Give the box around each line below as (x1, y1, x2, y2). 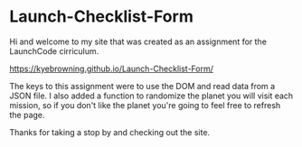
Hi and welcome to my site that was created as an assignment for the (9, 36, 267, 47)
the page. (9, 109, 45, 120)
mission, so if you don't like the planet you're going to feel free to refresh (9, 99, 281, 110)
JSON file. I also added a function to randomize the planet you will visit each (9, 90, 294, 101)
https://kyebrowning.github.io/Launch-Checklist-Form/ (9, 63, 214, 74)
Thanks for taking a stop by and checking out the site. (9, 126, 211, 137)
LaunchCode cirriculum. (9, 45, 99, 56)
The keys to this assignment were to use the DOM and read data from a (9, 80, 276, 91)
